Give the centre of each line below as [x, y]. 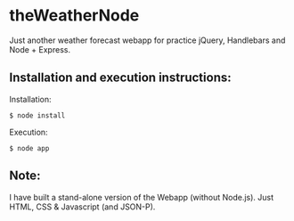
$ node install [37, 115]
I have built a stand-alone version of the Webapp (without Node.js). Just [142, 197]
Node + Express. [40, 49]
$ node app [29, 148]
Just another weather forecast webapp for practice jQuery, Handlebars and [147, 40]
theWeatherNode [74, 16]
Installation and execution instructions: [120, 78]
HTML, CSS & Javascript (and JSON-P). [82, 207]
